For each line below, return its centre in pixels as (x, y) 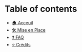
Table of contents (41, 9)
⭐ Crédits (21, 44)
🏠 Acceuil (22, 22)
